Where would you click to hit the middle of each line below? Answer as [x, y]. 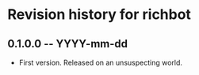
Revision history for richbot [99, 15]
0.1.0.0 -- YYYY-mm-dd [68, 44]
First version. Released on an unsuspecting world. [101, 62]
